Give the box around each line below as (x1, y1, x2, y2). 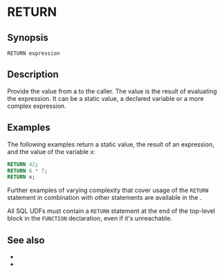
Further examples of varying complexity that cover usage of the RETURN (7, 186, 209, 194)
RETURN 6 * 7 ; (7, 167, 48, 174)
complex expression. (7, 102, 67, 110)
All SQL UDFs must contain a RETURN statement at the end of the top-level (7, 207, 216, 215)
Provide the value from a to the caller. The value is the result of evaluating (7, 87, 218, 95)
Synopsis (7, 32, 48, 44)
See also (7, 234, 45, 246)
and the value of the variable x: (7, 147, 95, 156)
